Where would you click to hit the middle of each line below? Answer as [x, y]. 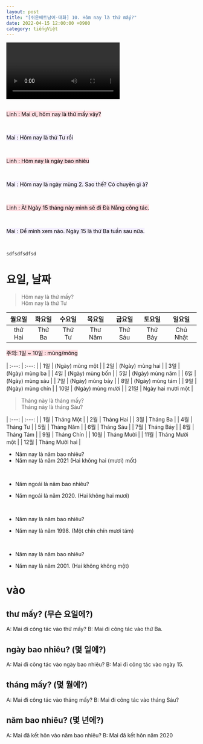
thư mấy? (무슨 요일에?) [50, 614]
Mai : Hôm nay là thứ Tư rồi [40, 138]
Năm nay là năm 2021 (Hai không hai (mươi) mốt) [76, 461]
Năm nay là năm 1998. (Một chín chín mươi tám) [74, 531]
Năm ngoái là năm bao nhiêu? [52, 484]
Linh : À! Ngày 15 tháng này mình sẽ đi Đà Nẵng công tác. [78, 208]
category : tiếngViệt [32, 29]
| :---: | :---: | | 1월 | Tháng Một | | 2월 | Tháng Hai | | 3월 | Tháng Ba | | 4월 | [99, 420]
